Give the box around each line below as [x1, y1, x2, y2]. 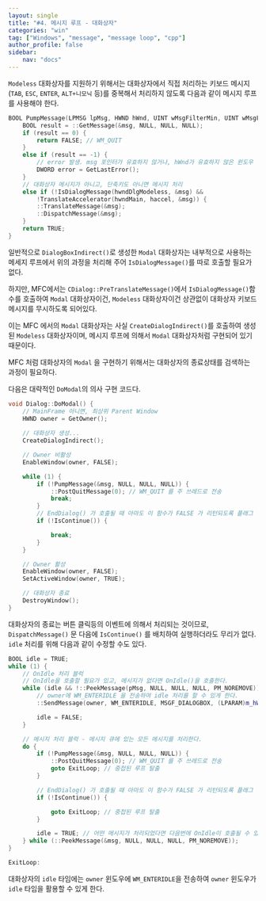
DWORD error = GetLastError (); [36, 166, 140, 174]
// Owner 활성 [22, 560, 66, 568]
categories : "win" [8, 26, 69, 34]
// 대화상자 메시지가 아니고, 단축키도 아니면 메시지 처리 [22, 180, 183, 189]
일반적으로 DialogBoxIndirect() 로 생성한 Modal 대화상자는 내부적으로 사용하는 [8, 247, 252, 257]
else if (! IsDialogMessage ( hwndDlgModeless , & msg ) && [22, 188, 203, 196]
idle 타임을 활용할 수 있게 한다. [8, 884, 105, 893]
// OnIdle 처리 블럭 [22, 670, 84, 678]
